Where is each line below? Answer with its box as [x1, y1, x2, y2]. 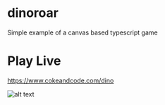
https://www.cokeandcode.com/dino [7, 76, 114, 85]
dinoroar [7, 5, 59, 21]
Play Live [7, 53, 61, 69]
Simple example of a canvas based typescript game [7, 28, 158, 37]
